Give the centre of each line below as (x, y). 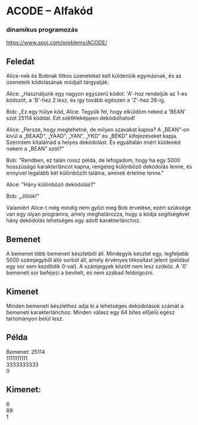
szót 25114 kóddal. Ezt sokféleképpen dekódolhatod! (71, 118)
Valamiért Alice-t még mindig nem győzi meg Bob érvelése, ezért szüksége (99, 208)
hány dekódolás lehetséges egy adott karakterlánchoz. (74, 221)
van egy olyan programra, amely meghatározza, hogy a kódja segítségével (98, 214)
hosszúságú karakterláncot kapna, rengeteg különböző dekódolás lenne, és (99, 167)
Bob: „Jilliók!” (23, 196)
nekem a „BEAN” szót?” (35, 149)
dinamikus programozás (42, 30)
